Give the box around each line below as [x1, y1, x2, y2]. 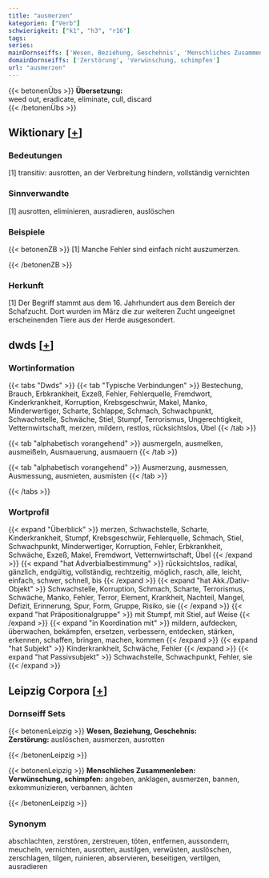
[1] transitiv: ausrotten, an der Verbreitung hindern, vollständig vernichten [8, 168, 251, 178]
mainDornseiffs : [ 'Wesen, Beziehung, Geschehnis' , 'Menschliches [8, 49, 231, 57]
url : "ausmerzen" [8, 64, 66, 72]
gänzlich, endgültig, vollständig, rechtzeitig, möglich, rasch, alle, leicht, [8, 567, 243, 577]
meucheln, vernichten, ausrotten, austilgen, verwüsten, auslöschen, [8, 845, 232, 855]
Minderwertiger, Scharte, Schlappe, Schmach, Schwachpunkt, [8, 406, 214, 416]
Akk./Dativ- [211, 575, 250, 585]
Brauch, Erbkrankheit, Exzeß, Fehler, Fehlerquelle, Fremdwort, [8, 389, 213, 399]
